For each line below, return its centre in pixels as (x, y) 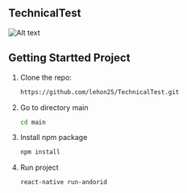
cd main (33, 122)
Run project (39, 167)
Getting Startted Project (69, 58)
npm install (40, 152)
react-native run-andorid (63, 183)
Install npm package (54, 138)
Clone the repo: (46, 77)
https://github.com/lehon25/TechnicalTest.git (100, 92)
